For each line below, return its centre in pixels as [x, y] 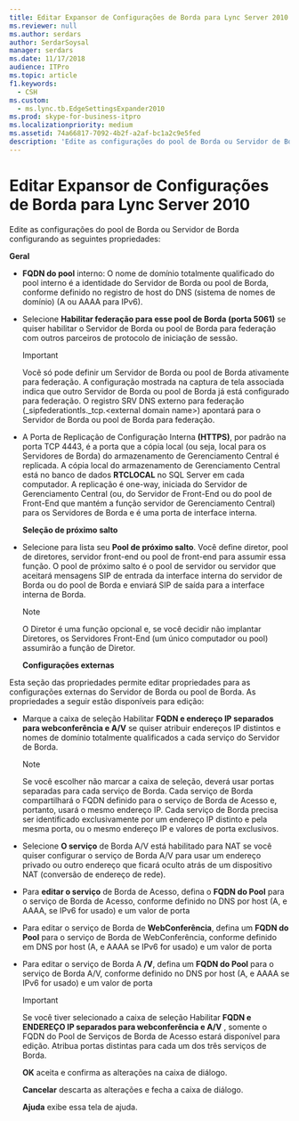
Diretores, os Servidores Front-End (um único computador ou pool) [145, 638]
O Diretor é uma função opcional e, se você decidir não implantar [141, 629]
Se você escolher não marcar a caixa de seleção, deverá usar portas [148, 781]
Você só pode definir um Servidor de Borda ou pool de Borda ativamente [155, 372]
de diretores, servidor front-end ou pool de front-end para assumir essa [154, 556]
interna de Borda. [54, 594]
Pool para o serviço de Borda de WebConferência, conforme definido [149, 937]
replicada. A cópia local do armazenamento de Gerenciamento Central [151, 465]
